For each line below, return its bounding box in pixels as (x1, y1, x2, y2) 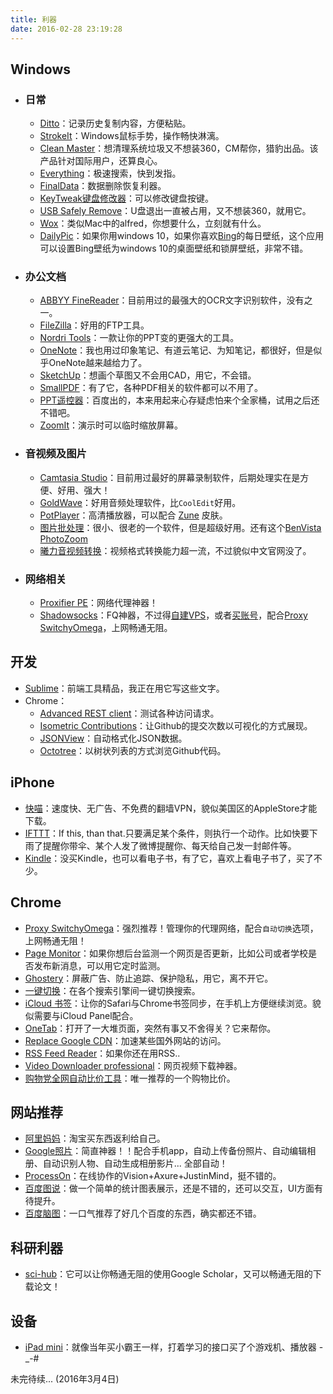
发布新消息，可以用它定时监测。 (33, 959, 166, 971)
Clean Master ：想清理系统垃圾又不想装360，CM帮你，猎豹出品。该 (39, 142, 319, 155)
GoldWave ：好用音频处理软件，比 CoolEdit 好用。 (39, 496, 242, 508)
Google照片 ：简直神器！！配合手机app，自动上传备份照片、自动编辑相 (24, 1145, 317, 1157)
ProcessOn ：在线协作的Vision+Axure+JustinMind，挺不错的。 (24, 1170, 282, 1182)
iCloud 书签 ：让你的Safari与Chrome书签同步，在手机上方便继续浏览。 (24, 997, 313, 1009)
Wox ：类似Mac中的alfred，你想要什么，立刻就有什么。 (39, 217, 267, 230)
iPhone (10, 774, 55, 791)
